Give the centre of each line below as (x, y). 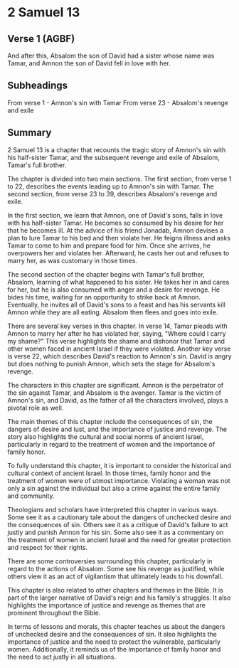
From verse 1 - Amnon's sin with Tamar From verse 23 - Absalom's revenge (118, 102)
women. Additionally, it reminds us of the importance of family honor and (114, 649)
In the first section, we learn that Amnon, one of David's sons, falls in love (115, 215)
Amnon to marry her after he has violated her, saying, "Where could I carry (117, 333)
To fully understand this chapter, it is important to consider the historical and (119, 465)
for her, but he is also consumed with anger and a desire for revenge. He (114, 290)
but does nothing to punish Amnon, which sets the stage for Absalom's (111, 364)
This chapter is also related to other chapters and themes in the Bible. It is (116, 590)
